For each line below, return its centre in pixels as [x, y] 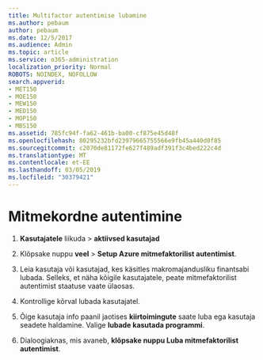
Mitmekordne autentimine [95, 216]
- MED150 [23, 112]
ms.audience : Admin [40, 45]
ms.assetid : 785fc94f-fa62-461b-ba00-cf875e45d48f [93, 133]
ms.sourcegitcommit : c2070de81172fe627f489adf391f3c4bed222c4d [115, 148]
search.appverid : [37, 81]
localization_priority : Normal [60, 67]
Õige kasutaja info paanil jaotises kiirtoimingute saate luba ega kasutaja [137, 316]
